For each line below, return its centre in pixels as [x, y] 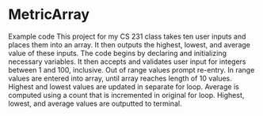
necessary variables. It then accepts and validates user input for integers [127, 62]
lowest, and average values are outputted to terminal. [95, 103]
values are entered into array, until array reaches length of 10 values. [120, 78]
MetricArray [49, 15]
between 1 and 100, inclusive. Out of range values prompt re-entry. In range [131, 69]
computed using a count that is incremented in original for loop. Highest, [126, 95]
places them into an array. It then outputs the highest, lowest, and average [130, 44]
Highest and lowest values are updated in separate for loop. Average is [124, 86]
